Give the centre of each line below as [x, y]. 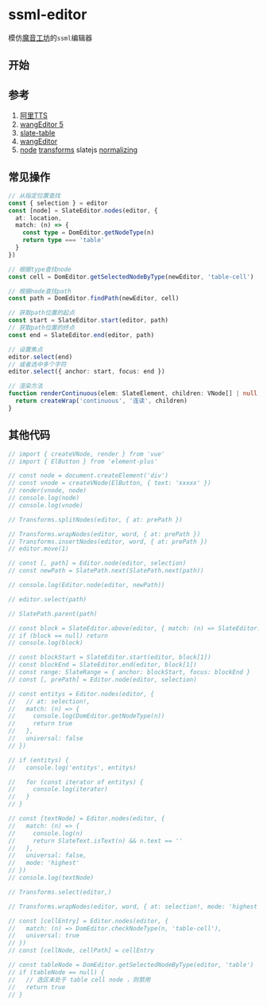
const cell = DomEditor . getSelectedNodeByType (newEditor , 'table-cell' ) [131, 276]
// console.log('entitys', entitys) [72, 767]
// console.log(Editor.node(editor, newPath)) [87, 585]
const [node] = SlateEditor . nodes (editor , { [83, 210]
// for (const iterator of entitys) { [76, 782]
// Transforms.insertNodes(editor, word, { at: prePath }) [108, 542]
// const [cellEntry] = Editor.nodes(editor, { [89, 921]
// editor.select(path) [48, 599]
